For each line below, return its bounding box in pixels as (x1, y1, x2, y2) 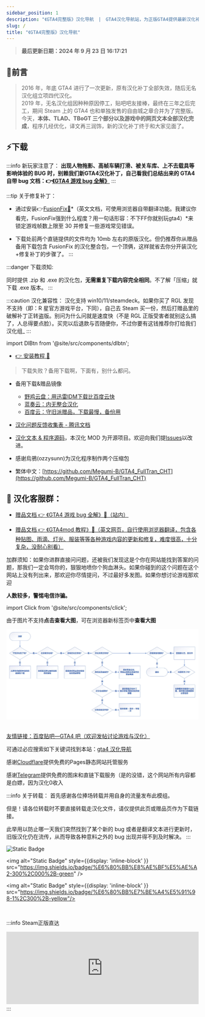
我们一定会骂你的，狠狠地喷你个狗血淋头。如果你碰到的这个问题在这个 (22, 563, 199, 571)
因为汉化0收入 (27, 779, 63, 786)
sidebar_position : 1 (6, 10, 59, 16)
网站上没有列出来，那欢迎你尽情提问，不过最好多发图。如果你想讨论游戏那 (6, 571, 193, 579)
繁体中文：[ (15, 467, 45, 475)
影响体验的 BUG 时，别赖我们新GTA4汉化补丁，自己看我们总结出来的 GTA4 (6, 169, 195, 177)
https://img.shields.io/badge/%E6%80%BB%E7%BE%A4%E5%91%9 (20, 888, 196, 896)
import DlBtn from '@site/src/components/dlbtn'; (6, 339, 129, 347)
